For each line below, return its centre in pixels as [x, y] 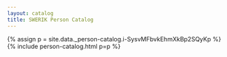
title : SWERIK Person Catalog [51, 20]
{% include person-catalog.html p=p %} [64, 46]
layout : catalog [30, 13]
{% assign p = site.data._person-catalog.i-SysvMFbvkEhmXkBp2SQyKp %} [114, 39]
